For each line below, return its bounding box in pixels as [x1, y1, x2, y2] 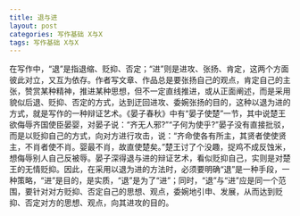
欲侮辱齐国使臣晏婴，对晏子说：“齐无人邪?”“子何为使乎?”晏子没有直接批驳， [9, 120, 289, 130]
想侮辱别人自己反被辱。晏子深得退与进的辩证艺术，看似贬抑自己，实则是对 [9, 153, 283, 163]
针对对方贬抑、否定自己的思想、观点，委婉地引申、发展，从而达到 [32, 187, 275, 197]
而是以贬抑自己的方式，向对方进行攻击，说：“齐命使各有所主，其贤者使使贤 [9, 130, 287, 141]
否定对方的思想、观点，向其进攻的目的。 [24, 197, 174, 208]
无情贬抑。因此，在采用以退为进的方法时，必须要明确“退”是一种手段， [24, 164, 283, 175]
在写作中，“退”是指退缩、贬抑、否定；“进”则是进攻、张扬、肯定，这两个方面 [9, 63, 289, 74]
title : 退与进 [9, 12, 58, 22]
